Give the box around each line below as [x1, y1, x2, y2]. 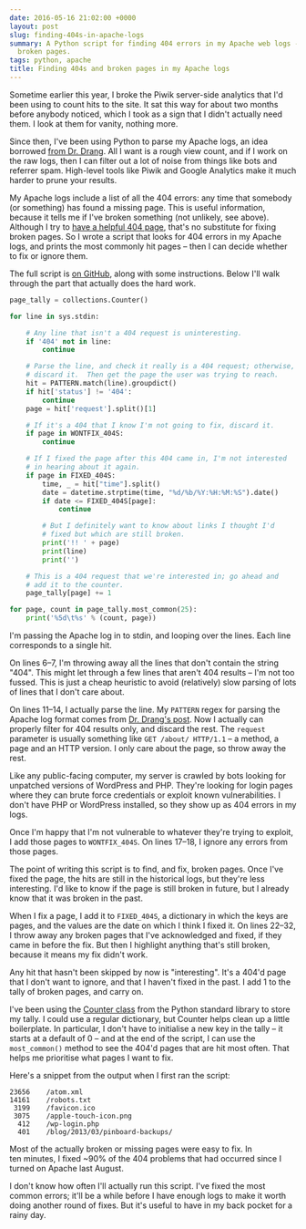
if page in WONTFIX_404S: [25, 429, 125, 439]
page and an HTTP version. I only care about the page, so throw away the [9, 743, 287, 753]
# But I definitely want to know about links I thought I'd [42, 522, 275, 531]
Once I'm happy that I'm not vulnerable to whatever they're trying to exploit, [9, 827, 294, 837]
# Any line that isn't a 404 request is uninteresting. [25, 328, 243, 337]
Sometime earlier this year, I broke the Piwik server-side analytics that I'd [9, 88, 284, 100]
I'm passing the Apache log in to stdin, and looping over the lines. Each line [9, 630, 291, 641]
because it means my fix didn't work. [9, 949, 148, 960]
